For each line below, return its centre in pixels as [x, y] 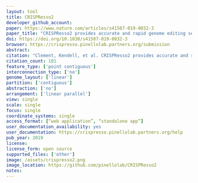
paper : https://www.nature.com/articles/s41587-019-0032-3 [80, 28]
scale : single [24, 105]
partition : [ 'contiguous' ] [39, 83]
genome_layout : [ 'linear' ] [39, 77]
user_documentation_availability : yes [54, 127]
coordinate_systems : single [41, 116]
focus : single [24, 110]
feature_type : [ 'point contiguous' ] [51, 66]
